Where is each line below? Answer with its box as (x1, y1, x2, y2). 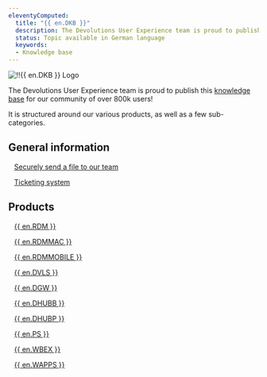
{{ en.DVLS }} (14, 267, 59, 277)
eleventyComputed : (8, 11, 69, 20)
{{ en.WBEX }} (14, 344, 61, 354)
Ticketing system (14, 177, 71, 187)
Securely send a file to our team (14, 162, 119, 171)
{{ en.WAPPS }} (14, 360, 65, 369)
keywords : (15, 41, 48, 49)
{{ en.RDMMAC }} (14, 237, 72, 246)
